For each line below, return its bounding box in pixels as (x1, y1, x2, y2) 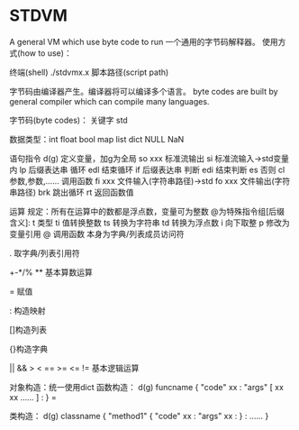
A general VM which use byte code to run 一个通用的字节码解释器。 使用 (9, 36, 279, 47)
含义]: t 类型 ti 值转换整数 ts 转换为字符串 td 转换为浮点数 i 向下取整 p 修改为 (9, 217, 290, 228)
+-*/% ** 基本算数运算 (9, 267, 93, 278)
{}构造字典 (9, 343, 48, 354)
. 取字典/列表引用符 (9, 247, 81, 258)
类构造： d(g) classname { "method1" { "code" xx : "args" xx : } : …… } (9, 410, 269, 421)
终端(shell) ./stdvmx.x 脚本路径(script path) (9, 67, 169, 78)
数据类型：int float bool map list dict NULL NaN (9, 133, 185, 144)
